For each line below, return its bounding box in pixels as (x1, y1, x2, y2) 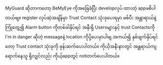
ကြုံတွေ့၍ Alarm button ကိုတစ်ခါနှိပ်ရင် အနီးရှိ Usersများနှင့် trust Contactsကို (5, 24, 155, 30)
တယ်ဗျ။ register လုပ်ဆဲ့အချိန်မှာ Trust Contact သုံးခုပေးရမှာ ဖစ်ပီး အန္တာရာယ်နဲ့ (5, 15, 157, 21)
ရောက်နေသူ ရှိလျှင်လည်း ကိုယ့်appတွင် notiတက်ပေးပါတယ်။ (5, 53, 120, 59)
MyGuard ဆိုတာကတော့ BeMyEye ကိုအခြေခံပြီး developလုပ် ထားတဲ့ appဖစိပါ (5, 5, 156, 11)
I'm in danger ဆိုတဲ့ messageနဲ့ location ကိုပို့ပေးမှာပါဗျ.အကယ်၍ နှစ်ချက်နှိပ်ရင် (5, 34, 159, 39)
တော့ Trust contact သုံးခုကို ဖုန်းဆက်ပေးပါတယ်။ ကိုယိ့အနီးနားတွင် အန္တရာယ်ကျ (5, 43, 157, 49)
